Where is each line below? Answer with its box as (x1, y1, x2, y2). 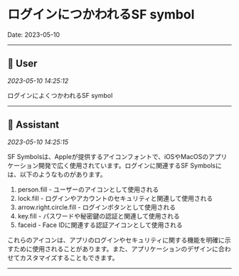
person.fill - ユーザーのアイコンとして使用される (17, 185, 159, 194)
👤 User (7, 57, 38, 70)
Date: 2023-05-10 (7, 30, 60, 39)
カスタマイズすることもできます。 (19, 253, 119, 262)
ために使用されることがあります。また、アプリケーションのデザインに (13, 244, 219, 253)
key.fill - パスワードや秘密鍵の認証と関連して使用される (17, 211, 180, 220)
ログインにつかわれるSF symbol (7, 6, 195, 23)
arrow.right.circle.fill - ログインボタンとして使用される (17, 203, 176, 211)
